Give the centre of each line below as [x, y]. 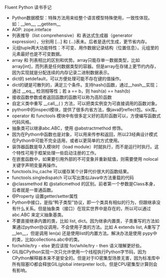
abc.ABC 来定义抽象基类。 [39, 215]
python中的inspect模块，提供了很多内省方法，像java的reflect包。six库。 [85, 110]
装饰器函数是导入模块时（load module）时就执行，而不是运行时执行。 [83, 147]
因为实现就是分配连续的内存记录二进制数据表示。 [62, 72]
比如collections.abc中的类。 [54, 239]
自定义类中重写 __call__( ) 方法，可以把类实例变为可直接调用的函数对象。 [86, 103]
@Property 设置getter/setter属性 [45, 196]
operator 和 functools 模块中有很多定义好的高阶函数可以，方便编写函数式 [86, 116]
